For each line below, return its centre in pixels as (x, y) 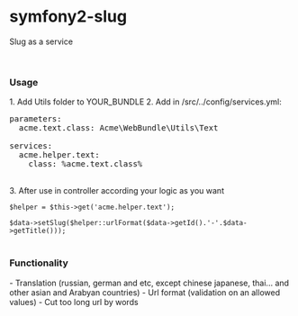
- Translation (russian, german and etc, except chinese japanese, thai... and (149, 283)
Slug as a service (41, 41)
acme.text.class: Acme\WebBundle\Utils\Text (118, 128)
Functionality (39, 263)
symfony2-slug (68, 17)
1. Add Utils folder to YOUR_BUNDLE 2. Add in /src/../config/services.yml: (145, 102)
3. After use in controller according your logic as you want (117, 191)
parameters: (36, 119)
